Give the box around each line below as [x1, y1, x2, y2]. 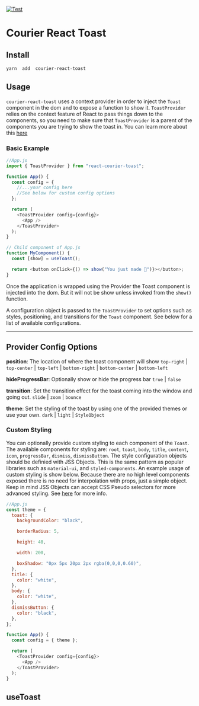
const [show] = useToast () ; [11, 255, 81, 262]
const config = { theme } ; [11, 637, 78, 643]
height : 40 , [17, 539, 46, 545]
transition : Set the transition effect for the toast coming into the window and [6, 387, 192, 394]
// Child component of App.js [6, 245, 81, 251]
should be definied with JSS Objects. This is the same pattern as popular [6, 458, 184, 465]
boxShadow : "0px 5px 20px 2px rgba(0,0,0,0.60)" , [17, 560, 142, 566]
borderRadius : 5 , [17, 528, 60, 535]
